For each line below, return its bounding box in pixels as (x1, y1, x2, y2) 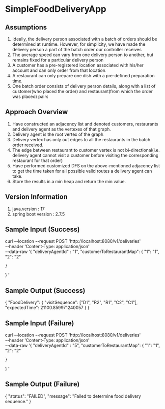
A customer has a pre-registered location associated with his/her (12, 63, 144, 68)
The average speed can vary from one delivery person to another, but (12, 52, 154, 58)
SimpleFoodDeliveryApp (5, 3, 107, 15)
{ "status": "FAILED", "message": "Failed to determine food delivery (5, 393, 141, 399)
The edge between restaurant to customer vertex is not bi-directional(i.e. (12, 147, 160, 153)
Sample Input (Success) (5, 225, 80, 234)
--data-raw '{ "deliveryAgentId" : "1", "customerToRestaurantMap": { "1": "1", (5, 249, 160, 254)
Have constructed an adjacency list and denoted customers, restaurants (12, 121, 159, 126)
